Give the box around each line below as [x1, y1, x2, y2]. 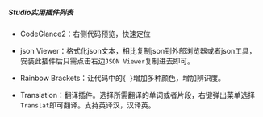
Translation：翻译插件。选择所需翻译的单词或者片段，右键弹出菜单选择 [19, 90, 256, 99]
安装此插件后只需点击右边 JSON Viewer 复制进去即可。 [19, 56, 195, 66]
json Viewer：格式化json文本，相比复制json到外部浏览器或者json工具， [19, 46, 257, 55]
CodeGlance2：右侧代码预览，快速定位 [19, 29, 151, 38]
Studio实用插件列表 [8, 7, 74, 17]
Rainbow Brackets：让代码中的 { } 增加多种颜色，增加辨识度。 [19, 73, 226, 83]
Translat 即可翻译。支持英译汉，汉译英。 [19, 100, 156, 110]
